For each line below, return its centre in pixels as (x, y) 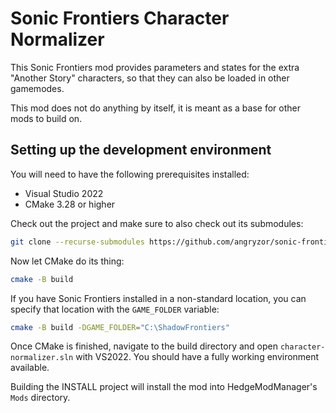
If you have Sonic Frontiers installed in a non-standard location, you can (158, 298)
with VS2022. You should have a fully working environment (197, 357)
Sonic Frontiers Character (120, 18)
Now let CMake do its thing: (67, 261)
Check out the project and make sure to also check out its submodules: (157, 223)
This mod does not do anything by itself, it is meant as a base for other (155, 108)
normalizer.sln (42, 358)
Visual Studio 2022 (64, 193)
